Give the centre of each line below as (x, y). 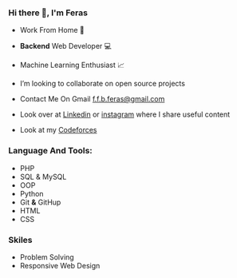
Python (32, 193)
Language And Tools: (51, 151)
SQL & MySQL (43, 177)
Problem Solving (47, 257)
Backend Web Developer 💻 (65, 46)
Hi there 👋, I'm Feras (48, 13)
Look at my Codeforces (58, 130)
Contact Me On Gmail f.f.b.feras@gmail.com (92, 99)
